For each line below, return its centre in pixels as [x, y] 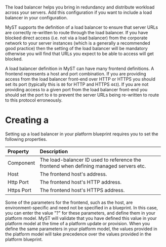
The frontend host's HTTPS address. [82, 190]
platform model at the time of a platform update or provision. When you [78, 223]
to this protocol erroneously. [34, 100]
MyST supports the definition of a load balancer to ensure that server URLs [82, 27]
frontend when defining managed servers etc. [93, 166]
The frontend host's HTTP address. [81, 182]
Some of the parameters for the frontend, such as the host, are [69, 202]
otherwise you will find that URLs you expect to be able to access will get [80, 54]
